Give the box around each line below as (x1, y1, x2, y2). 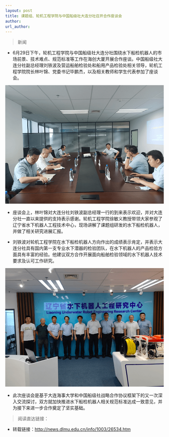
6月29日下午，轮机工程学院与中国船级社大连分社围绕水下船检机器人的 (12, 50, 157, 56)
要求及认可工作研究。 (12, 257, 57, 264)
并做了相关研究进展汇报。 (12, 228, 66, 234)
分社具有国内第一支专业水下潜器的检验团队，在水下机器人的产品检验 (17, 245, 158, 251)
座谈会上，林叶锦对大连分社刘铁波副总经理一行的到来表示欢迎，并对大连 (12, 209, 162, 215)
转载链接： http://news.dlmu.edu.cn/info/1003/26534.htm (12, 426, 131, 432)
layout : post (5, 8, 33, 13)
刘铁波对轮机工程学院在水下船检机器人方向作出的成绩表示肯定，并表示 (12, 239, 158, 245)
